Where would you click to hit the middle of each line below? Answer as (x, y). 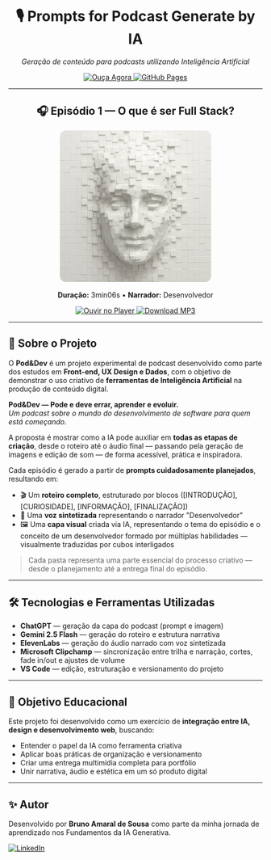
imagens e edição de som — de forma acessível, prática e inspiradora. (125, 454)
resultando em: (33, 478)
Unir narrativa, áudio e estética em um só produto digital (114, 771)
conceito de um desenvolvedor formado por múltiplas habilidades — (134, 536)
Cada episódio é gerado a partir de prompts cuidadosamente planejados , (132, 470)
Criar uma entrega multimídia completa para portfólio (108, 763)
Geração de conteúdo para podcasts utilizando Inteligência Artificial (135, 61)
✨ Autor (29, 805)
